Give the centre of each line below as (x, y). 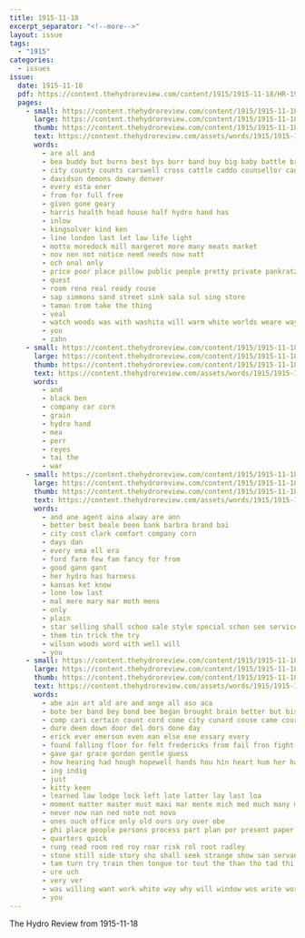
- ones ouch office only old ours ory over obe (133, 822)
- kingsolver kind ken (85, 229)
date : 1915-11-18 (50, 86)
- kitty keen (67, 788)
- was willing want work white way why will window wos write (162, 889)
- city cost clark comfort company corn (119, 534)
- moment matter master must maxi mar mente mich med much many (166, 805)
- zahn (54, 339)
